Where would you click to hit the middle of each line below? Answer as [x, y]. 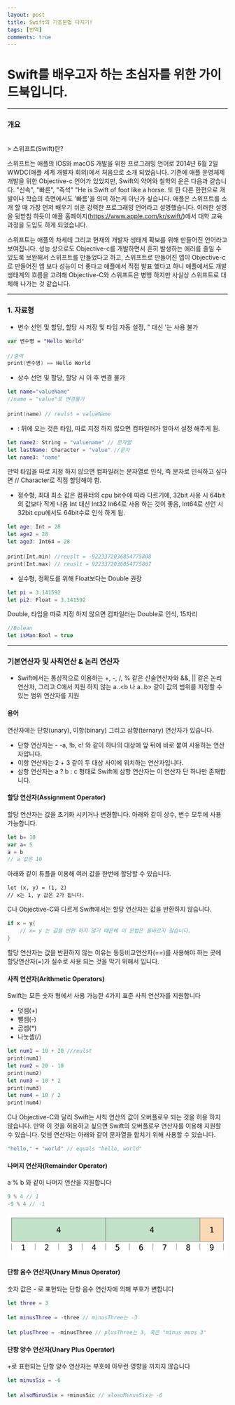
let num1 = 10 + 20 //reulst [50, 1051]
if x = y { [22, 924]
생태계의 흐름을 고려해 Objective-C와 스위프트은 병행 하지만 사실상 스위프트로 [113, 275]
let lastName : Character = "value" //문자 [69, 450]
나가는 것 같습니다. [45, 284]
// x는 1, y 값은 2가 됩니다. [46, 895]
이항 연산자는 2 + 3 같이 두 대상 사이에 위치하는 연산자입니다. [100, 762]
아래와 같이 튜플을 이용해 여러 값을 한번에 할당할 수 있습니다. [89, 874]
